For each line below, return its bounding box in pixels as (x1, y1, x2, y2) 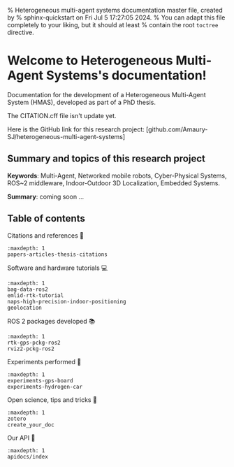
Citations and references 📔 (7, 231, 85, 240)
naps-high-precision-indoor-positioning (7, 298, 127, 305)
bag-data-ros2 (7, 286, 49, 293)
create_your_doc (7, 421, 54, 429)
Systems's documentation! (45, 68, 207, 83)
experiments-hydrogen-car (7, 383, 82, 390)
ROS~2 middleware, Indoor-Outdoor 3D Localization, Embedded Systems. (7, 178, 220, 187)
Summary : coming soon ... (7, 192, 85, 201)
